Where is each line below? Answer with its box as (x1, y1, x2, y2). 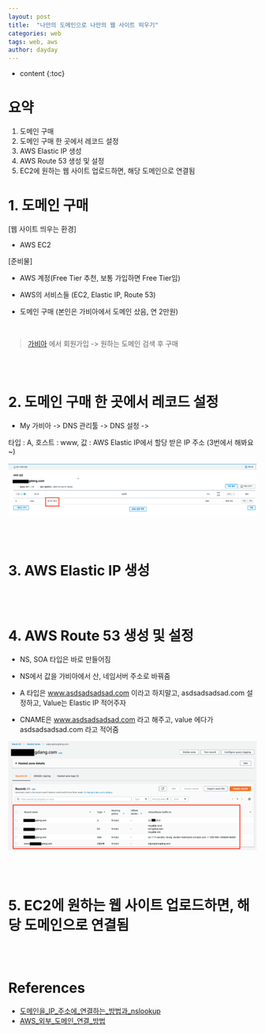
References (8, 979, 85, 997)
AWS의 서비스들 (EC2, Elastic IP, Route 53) (19, 290, 156, 300)
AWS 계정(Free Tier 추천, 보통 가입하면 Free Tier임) (19, 273, 181, 282)
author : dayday (8, 46, 58, 55)
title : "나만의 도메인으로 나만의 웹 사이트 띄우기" (8, 21, 159, 29)
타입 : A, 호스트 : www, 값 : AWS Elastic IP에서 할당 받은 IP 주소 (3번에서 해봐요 (8, 437, 254, 447)
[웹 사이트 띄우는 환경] (8, 224, 77, 233)
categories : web (8, 29, 62, 37)
